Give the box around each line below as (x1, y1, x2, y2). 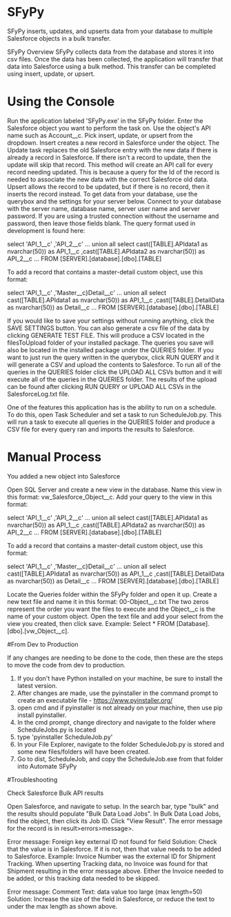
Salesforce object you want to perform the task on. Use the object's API (7, 123, 212, 132)
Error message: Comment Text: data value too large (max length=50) (7, 887, 203, 896)
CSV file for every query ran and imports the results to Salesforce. (7, 425, 195, 433)
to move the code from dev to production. (7, 661, 126, 669)
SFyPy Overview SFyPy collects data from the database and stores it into (7, 48, 214, 56)
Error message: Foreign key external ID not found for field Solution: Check (7, 837, 217, 845)
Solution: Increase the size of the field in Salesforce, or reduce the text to (7, 894, 215, 903)
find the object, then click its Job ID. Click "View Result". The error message (7, 816, 223, 825)
